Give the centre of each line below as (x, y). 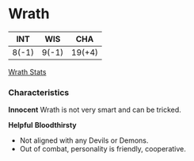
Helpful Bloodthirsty (42, 125)
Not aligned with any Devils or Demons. (84, 140)
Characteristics (39, 92)
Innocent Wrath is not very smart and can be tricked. (95, 110)
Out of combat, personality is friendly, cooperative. (103, 149)
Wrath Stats (27, 71)
